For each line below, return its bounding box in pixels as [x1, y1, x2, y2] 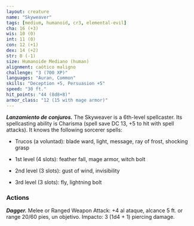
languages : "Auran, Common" [6, 75, 76, 81]
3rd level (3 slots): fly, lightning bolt [14, 178, 102, 186]
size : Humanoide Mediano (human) [6, 58, 90, 64]
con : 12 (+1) [6, 42, 39, 48]
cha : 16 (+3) [6, 25, 39, 32]
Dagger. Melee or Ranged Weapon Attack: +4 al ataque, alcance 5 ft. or [6, 206, 183, 214]
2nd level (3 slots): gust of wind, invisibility [14, 167, 121, 174]
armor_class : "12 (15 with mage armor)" [6, 97, 109, 103]
